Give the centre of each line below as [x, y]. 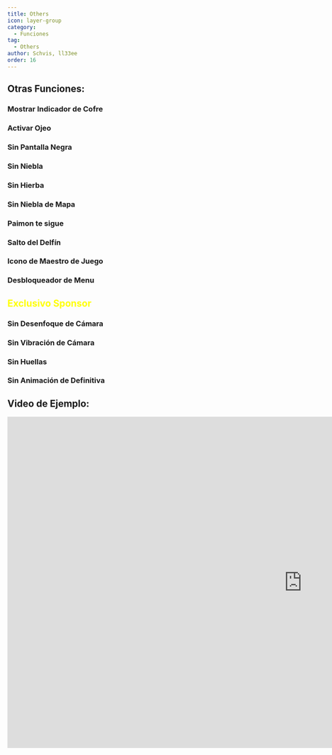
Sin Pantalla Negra [40, 147]
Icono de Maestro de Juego [55, 261]
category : [22, 27]
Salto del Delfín [34, 242]
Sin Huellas [27, 361]
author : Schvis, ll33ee [43, 54]
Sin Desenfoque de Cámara [56, 324]
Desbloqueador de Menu [51, 280]
